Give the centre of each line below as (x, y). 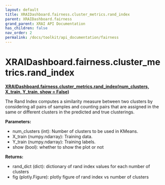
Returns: (14, 157)
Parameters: (18, 121)
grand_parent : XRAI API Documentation (45, 24)
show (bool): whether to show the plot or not (58, 147)
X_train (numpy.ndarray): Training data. (52, 136)
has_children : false (27, 28)
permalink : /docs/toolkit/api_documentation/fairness (62, 38)
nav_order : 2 (19, 33)
